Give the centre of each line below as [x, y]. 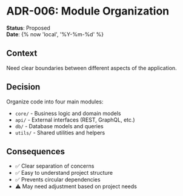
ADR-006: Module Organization [88, 11]
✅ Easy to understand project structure [64, 173]
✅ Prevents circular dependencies [58, 180]
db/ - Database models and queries [59, 126]
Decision [23, 87]
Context [22, 54]
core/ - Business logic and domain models [68, 113]
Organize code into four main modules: [55, 102]
